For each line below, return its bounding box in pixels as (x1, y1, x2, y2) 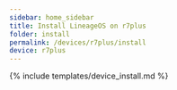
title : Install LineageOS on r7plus (9, 21, 146, 30)
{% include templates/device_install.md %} (9, 70, 169, 81)
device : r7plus (9, 46, 66, 55)
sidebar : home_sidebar (9, 12, 94, 22)
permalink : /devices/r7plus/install (9, 37, 146, 47)
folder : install (9, 29, 70, 38)
